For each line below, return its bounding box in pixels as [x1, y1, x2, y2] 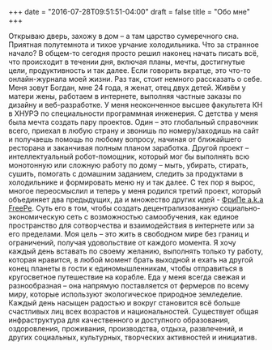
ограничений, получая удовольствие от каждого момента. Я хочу [8, 238, 236, 247]
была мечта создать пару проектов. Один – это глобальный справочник [8, 117, 259, 126]
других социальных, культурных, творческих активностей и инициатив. [8, 332, 257, 342]
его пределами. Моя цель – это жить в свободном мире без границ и [8, 229, 249, 238]
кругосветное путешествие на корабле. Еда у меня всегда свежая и [8, 272, 246, 282]
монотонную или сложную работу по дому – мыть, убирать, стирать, [8, 160, 249, 169]
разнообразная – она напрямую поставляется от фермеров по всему [8, 281, 249, 290]
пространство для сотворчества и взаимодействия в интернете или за [8, 220, 255, 230]
